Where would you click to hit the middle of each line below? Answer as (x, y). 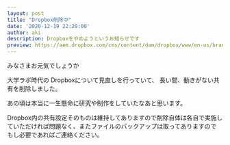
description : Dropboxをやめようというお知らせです (74, 39)
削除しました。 (40, 89)
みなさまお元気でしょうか (43, 65)
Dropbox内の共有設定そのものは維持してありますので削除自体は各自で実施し (115, 118)
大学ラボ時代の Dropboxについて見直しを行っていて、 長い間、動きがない (111, 80)
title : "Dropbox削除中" (39, 20)
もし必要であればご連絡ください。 (55, 135)
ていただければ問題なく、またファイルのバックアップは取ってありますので (112, 126)
